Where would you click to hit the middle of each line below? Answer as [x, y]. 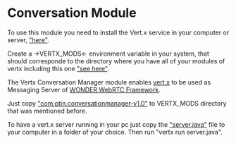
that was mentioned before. [48, 111]
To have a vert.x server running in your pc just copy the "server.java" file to [116, 124]
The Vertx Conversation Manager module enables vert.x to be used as [109, 82]
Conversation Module [72, 13]
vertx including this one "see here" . [58, 68]
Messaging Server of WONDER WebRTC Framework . [84, 89]
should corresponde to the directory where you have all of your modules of [116, 61]
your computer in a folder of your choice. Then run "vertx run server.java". [115, 132]
